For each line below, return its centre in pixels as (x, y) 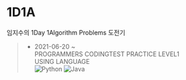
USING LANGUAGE (62, 61)
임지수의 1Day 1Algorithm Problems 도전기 (66, 32)
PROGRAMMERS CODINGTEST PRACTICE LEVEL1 (107, 54)
